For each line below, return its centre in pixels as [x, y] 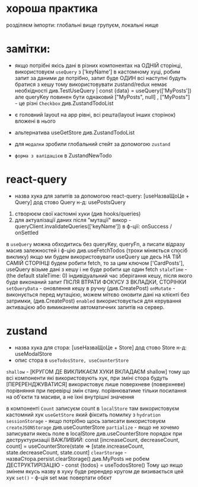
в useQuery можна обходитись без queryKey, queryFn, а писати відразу [95, 244]
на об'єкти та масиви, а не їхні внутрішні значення [70, 397]
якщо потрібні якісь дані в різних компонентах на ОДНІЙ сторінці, [98, 65]
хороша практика [52, 9]
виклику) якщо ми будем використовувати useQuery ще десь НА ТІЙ [94, 256]
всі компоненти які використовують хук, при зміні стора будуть [87, 378]
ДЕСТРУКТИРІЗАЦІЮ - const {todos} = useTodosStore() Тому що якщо [95, 465]
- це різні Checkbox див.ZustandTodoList [64, 103]
